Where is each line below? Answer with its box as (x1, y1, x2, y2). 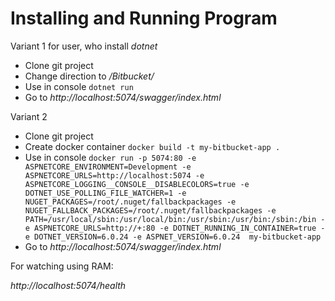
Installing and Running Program (10, 7, 278, 30)
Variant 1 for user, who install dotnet (10, 40, 158, 52)
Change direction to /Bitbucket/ (24, 70, 155, 82)
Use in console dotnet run (24, 80, 134, 92)
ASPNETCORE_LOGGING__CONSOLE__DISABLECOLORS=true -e (24, 179, 250, 189)
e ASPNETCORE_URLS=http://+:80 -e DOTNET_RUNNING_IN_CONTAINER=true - (24, 223, 326, 233)
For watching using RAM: (10, 260, 114, 272)
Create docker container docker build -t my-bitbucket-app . (24, 140, 281, 152)
